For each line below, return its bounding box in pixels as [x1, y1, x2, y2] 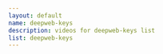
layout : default [8, 11, 62, 20]
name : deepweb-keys [8, 19, 74, 27]
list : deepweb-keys [8, 33, 74, 42]
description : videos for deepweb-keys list [8, 26, 156, 34]
